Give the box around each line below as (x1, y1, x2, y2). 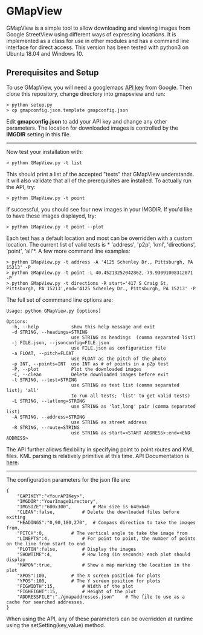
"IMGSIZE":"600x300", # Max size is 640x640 (17, 504, 150, 510)
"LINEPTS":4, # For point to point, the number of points (17, 535, 196, 542)
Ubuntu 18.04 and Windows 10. (6, 50, 83, 57)
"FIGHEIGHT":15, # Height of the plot (17, 588, 137, 594)
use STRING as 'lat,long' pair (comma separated (71, 403, 196, 410)
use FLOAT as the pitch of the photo (71, 356, 166, 362)
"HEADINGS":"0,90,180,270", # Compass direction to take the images (17, 519, 196, 525)
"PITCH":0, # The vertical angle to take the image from (17, 530, 188, 536)
